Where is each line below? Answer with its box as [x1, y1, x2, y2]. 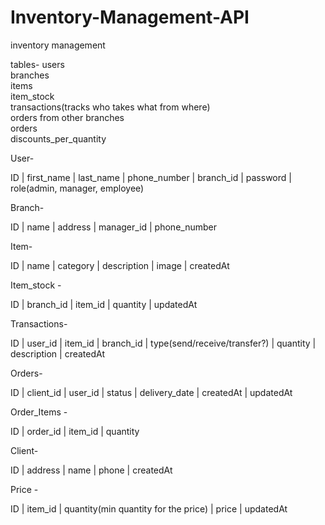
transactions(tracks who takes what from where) [10, 101, 211, 113]
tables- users [10, 58, 65, 70]
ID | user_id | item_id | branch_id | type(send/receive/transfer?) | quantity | [10, 337, 317, 349]
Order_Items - [10, 406, 68, 418]
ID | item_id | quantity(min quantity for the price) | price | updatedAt [10, 502, 288, 515]
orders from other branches [10, 111, 125, 123]
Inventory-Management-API [10, 6, 250, 29]
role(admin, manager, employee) [10, 182, 145, 194]
